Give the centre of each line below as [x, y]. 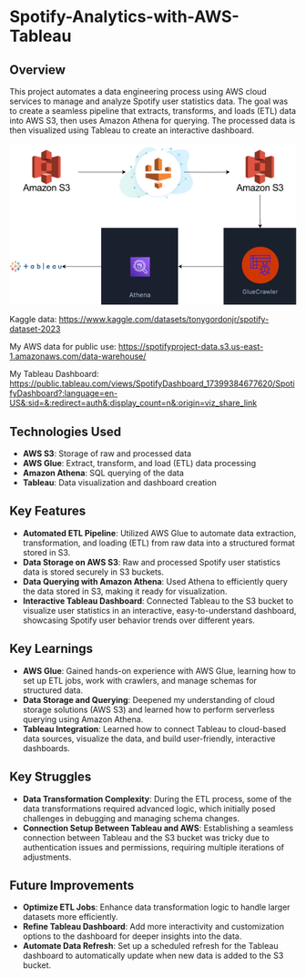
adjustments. [47, 857]
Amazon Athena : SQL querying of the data [103, 473]
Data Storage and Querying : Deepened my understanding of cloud [148, 699]
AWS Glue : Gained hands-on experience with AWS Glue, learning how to [159, 670]
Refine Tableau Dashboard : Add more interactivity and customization [153, 927]
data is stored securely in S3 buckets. [93, 572]
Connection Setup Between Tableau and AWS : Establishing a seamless [158, 828]
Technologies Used [65, 431]
